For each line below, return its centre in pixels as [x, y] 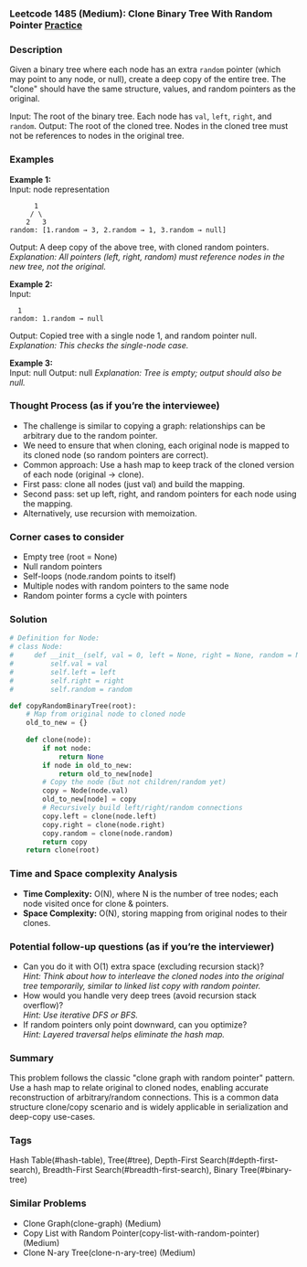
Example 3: [31, 363]
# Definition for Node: [55, 638]
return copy [65, 842]
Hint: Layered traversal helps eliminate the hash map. [124, 1034]
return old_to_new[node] [106, 774]
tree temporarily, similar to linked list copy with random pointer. [142, 985]
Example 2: [31, 284]
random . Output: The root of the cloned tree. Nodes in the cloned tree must [149, 126]
